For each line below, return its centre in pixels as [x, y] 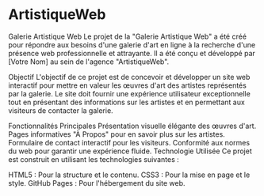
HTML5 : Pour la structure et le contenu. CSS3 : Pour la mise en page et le [129, 175]
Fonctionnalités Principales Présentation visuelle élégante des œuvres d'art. [132, 126]
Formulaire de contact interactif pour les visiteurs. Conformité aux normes [129, 142]
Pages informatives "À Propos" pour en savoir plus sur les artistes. [117, 134]
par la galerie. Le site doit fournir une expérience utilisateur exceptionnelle [130, 93]
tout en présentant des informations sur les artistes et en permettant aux [127, 102]
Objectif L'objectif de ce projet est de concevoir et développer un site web [129, 77]
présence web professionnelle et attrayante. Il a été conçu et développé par [132, 53]
